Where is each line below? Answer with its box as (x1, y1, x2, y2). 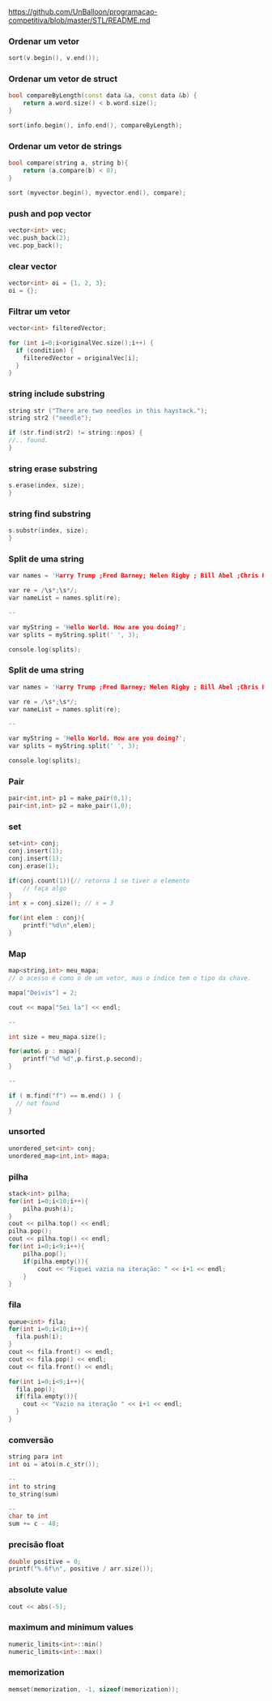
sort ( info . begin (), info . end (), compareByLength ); (8, 122, 183, 130)
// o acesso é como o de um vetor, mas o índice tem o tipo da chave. (8, 974, 252, 982)
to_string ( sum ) (8, 1490, 60, 1498)
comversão (8, 1434, 54, 1445)
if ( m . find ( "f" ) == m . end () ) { (8, 1091, 121, 1100)
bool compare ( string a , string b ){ (8, 159, 129, 167)
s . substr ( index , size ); (8, 526, 89, 535)
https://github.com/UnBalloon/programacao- (8, 7, 158, 16)
